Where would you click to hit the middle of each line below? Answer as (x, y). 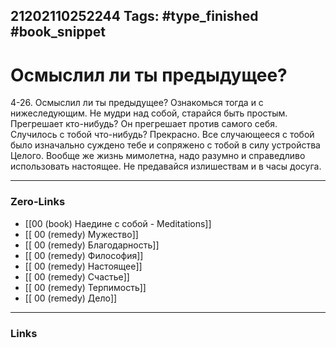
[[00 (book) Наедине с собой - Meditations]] (118, 223)
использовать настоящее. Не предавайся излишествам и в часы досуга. (166, 166)
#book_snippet (58, 32)
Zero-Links (38, 202)
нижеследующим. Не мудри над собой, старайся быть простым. (149, 113)
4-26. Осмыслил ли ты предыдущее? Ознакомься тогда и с (137, 103)
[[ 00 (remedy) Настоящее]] (83, 266)
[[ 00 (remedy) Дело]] (71, 298)
